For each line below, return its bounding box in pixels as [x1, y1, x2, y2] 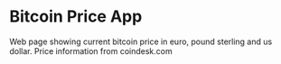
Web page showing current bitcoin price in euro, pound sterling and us [9, 36, 273, 47]
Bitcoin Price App [9, 6, 143, 27]
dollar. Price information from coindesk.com [9, 45, 173, 56]
